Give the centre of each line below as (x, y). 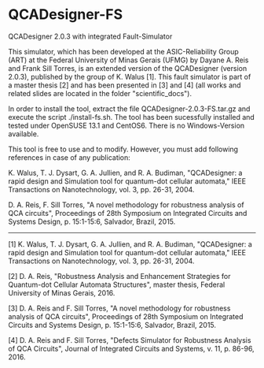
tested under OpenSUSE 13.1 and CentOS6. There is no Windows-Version (126, 125)
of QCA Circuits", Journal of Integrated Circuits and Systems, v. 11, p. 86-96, (131, 348)
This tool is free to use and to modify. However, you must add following (123, 149)
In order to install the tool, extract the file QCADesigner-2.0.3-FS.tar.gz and (129, 109)
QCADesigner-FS (66, 15)
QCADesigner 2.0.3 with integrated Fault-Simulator (90, 36)
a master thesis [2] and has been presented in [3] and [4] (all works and (125, 85)
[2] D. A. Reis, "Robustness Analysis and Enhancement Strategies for (119, 276)
